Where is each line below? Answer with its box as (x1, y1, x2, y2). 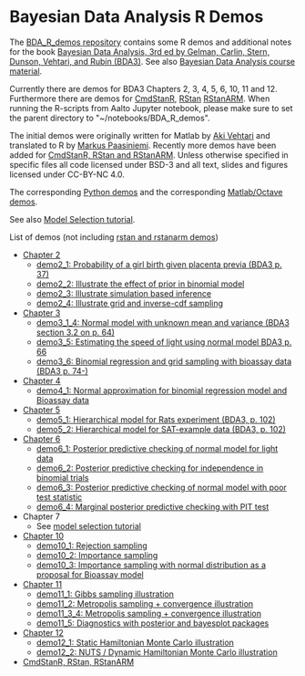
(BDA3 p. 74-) (36, 365, 88, 376)
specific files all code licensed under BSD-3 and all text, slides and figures (9, 159, 289, 170)
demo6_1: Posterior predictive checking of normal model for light (36, 442, 279, 453)
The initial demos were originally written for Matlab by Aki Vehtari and (9, 130, 270, 140)
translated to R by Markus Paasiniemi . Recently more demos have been (9, 140, 277, 151)
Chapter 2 (22, 249, 61, 260)
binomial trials (36, 472, 89, 483)
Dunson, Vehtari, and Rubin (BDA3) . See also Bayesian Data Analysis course (9, 56, 296, 67)
